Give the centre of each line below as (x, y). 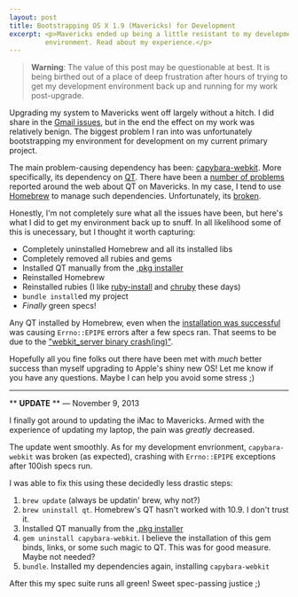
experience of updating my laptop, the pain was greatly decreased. (132, 430)
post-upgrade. (57, 96)
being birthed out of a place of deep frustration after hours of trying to (159, 77)
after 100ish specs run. (51, 466)
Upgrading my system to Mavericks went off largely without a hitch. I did (142, 113)
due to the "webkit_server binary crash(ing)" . (91, 342)
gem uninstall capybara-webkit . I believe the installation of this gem (147, 538)
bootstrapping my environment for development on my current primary (138, 141)
